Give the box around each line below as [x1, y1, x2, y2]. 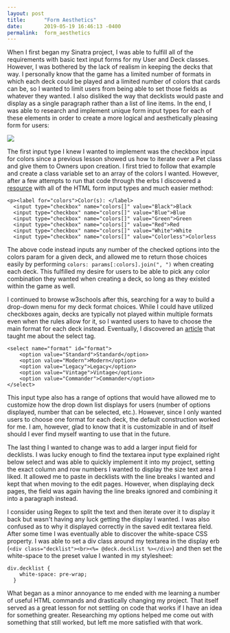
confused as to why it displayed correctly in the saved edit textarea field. [7, 522, 213, 530]
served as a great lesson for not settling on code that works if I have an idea [7, 603, 222, 612]
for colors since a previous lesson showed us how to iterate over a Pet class [7, 155, 222, 163]
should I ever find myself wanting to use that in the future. [7, 430, 171, 438]
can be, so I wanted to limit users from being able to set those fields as [7, 85, 207, 93]
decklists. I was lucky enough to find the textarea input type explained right [7, 451, 220, 459]
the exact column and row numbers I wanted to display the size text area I [7, 465, 216, 473]
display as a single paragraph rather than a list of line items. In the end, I [7, 99, 211, 107]
